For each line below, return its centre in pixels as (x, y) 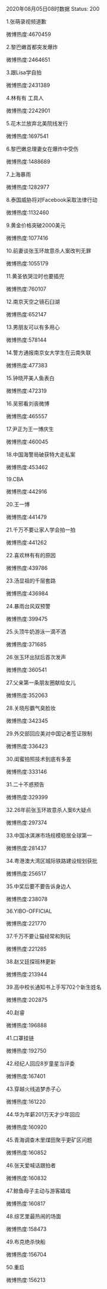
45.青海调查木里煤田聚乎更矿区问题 (49, 1140)
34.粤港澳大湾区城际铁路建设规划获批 (52, 861)
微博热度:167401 (26, 1076)
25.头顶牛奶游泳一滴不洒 (36, 632)
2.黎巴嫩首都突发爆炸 (32, 47)
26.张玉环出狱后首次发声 (36, 657)
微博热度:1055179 (27, 263)
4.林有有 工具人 (25, 98)
